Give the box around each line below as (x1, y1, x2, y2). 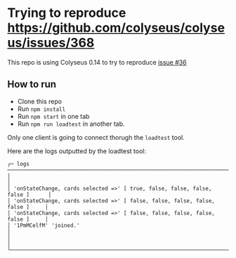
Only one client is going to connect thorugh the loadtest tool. (7, 133, 185, 141)
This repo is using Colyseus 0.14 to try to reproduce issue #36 (7, 58, 188, 66)
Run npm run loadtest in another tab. (17, 120, 125, 128)
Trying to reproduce (7, 5, 126, 21)
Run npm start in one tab (17, 112, 90, 120)
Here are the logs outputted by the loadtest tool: (7, 146, 146, 155)
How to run (7, 79, 57, 91)
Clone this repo (17, 97, 62, 105)
